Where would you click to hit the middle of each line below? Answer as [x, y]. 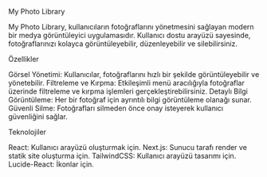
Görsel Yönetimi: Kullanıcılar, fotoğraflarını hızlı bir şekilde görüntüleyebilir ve [134, 74]
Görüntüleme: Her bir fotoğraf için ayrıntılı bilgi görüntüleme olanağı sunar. [130, 100]
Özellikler [24, 59]
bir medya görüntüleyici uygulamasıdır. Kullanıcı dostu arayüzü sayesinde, [130, 35]
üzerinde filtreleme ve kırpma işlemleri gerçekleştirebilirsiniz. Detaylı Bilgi [128, 91]
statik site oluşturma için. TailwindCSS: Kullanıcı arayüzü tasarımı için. [122, 156]
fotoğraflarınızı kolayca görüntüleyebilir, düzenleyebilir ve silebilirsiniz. [123, 44]
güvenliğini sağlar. [38, 117]
